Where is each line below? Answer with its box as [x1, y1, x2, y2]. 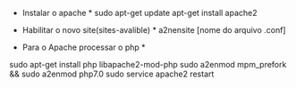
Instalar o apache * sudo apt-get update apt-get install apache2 [21, 8, 258, 18]
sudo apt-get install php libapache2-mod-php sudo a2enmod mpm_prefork [9, 60, 287, 69]
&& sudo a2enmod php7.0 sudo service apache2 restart [9, 68, 215, 79]
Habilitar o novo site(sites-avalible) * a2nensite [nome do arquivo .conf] [21, 25, 286, 35]
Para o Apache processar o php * [21, 42, 146, 52]
